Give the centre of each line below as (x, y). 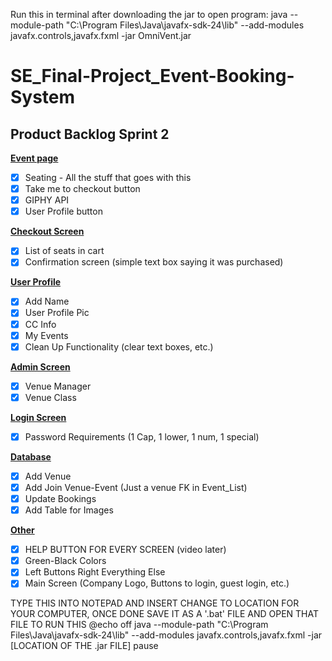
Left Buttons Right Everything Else (95, 572)
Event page (34, 158)
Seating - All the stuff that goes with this (108, 177)
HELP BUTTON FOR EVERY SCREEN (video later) (125, 550)
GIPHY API (47, 200)
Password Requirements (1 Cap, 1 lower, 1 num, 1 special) (142, 436)
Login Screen (38, 417)
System (43, 97)
